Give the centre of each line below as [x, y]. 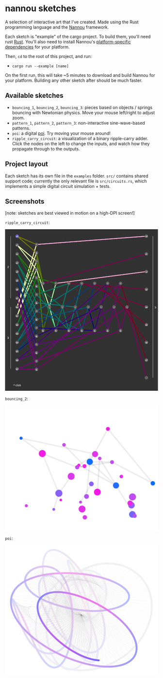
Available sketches [34, 96]
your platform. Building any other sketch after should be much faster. [74, 80]
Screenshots [25, 201]
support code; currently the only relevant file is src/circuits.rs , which [76, 181]
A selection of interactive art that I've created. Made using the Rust [72, 22]
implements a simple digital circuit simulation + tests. [58, 186]
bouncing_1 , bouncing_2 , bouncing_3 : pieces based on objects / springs [82, 107]
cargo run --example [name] [40, 66]
